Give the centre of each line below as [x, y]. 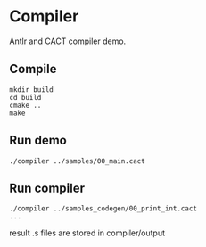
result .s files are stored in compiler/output [87, 233]
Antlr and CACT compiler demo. [68, 41]
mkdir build [31, 90]
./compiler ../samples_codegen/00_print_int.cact [103, 209]
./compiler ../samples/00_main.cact [77, 161]
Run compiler [47, 188]
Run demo [38, 140]
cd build [25, 97]
